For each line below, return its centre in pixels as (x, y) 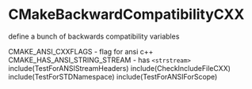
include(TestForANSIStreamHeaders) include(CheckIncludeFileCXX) (120, 68)
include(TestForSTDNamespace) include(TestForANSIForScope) (113, 76)
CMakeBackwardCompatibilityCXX (126, 15)
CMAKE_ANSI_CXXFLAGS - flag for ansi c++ (81, 51)
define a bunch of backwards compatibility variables (94, 36)
